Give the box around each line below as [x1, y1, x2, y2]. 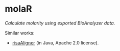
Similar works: [5, 30, 35, 36]
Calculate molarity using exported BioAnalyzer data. [5, 20, 115, 26]
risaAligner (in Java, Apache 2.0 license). [12, 39, 99, 46]
